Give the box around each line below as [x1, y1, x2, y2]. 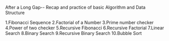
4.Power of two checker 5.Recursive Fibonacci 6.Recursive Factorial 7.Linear [5, 25, 164, 31]
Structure [5, 10, 25, 16]
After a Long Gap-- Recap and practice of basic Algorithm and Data [5, 5, 146, 10]
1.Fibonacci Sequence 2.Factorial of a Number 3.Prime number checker [5, 20, 154, 25]
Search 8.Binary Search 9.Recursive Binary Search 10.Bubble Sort [5, 30, 142, 36]
